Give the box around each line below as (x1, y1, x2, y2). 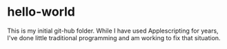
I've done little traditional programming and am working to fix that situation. (7, 33, 221, 42)
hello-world (7, 4, 76, 20)
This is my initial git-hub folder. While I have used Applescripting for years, (7, 27, 219, 35)
